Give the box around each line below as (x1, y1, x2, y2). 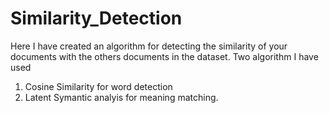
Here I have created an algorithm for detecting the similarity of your (10, 40, 288, 52)
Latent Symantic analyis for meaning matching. (24, 91, 219, 103)
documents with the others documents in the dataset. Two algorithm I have (10, 50, 319, 62)
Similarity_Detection (10, 7, 183, 30)
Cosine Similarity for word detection (24, 80, 173, 92)
